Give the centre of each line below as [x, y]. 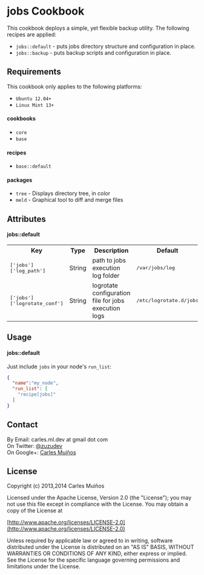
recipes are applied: [32, 34]
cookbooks [21, 119]
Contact [22, 425]
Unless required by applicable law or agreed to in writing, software [90, 541]
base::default [33, 167]
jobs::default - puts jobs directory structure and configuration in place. [106, 46]
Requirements [34, 72]
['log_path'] [28, 271]
